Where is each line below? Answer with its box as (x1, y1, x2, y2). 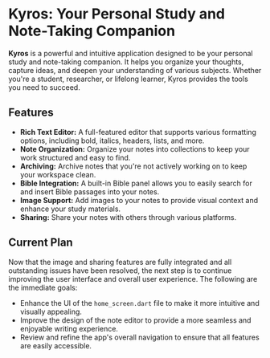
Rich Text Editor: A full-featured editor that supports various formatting (19, 127, 257, 136)
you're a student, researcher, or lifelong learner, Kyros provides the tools (8, 74, 249, 83)
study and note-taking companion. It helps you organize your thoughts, (8, 57, 244, 67)
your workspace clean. (19, 169, 96, 179)
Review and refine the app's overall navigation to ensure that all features (19, 332, 260, 342)
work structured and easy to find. (19, 153, 131, 162)
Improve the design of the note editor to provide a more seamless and (19, 315, 252, 325)
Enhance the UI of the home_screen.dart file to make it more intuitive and (19, 298, 260, 307)
